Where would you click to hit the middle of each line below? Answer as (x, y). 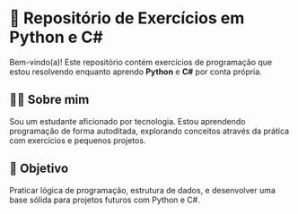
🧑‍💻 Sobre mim (49, 100)
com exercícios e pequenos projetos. (78, 140)
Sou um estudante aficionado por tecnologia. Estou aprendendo (127, 121)
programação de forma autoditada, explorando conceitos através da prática (149, 131)
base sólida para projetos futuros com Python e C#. (105, 200)
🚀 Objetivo (39, 169)
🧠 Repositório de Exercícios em (127, 18)
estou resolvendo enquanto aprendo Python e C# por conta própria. (136, 72)
